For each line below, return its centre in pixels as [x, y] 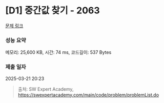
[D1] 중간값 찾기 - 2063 [53, 11]
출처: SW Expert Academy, [46, 89]
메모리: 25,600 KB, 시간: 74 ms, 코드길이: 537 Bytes [58, 52]
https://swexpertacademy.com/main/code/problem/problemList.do [88, 95]
